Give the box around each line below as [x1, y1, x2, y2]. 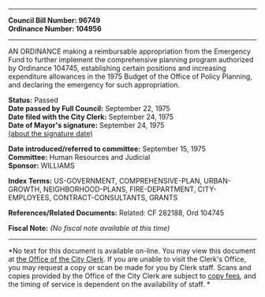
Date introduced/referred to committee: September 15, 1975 [8, 144, 207, 154]
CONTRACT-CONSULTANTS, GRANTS [53, 193, 178, 202]
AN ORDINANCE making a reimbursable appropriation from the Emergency [8, 46, 251, 56]
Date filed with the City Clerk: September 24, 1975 [8, 112, 174, 121]
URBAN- [203, 176, 231, 185]
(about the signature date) [8, 129, 93, 138]
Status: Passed [8, 95, 59, 105]
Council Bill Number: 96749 [8, 16, 101, 24]
